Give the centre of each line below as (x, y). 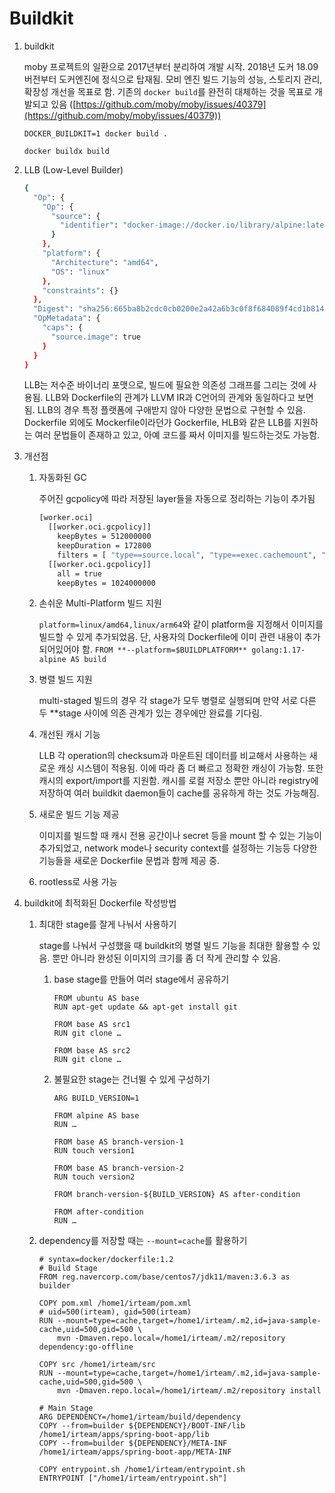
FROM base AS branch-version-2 (118, 1168)
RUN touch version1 (94, 1151)
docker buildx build (66, 151)
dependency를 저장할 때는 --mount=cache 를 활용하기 (143, 1241)
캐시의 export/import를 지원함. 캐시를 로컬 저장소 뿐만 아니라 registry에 (178, 781)
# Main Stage (66, 1408)
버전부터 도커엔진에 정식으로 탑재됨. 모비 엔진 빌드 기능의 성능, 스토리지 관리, (173, 79)
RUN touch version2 (94, 1177)
